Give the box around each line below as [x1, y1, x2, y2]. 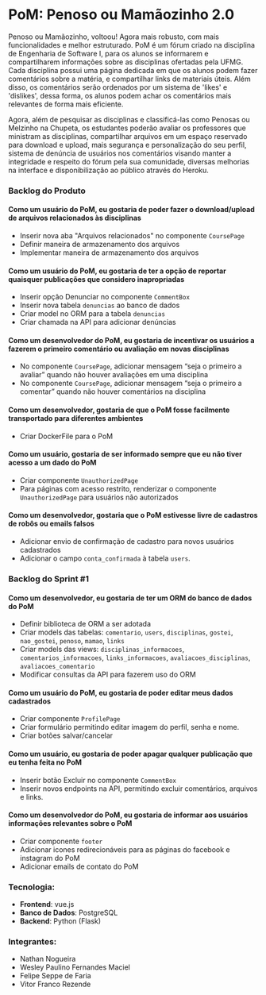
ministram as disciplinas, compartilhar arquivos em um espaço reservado [8, 131, 248, 141]
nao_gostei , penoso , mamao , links [19, 636, 125, 646]
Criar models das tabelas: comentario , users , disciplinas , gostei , [19, 627, 233, 637]
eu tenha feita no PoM [8, 758, 82, 767]
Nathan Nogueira [19, 955, 76, 964]
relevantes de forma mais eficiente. [8, 99, 124, 109]
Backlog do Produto [8, 185, 86, 196]
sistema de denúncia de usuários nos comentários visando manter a [8, 148, 232, 158]
